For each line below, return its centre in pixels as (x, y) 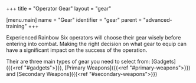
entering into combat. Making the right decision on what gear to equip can (97, 44)
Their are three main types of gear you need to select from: (78, 62)
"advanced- (158, 20)
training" (17, 26)
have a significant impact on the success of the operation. (77, 50)
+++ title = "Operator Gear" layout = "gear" (59, 9)
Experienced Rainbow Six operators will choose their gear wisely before (94, 37)
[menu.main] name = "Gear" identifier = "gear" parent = (74, 20)
